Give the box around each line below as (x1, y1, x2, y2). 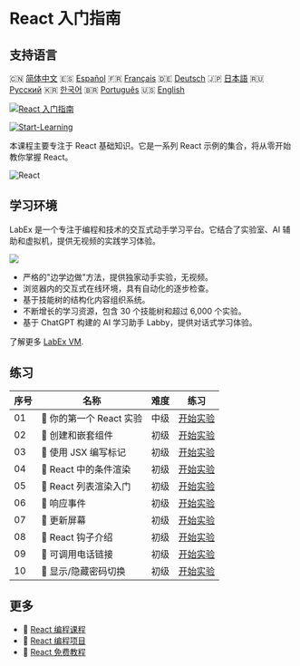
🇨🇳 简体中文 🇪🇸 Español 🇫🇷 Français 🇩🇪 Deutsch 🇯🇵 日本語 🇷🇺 (9, 73, 265, 83)
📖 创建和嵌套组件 (41, 429, 113, 441)
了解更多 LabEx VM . (9, 336, 84, 347)
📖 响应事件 (41, 497, 86, 509)
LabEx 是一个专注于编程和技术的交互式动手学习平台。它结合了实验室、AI (9, 224, 281, 235)
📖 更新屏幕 (41, 514, 86, 526)
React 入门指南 (9, 8, 121, 29)
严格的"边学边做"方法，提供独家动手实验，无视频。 (22, 271, 213, 282)
